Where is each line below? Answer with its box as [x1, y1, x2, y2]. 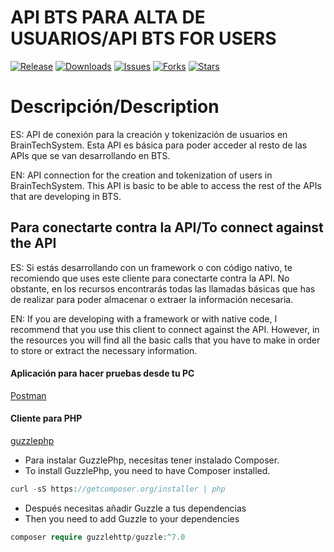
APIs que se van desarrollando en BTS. [10, 149, 171, 161]
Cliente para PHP [10, 412, 83, 425]
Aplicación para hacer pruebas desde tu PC [10, 367, 195, 380]
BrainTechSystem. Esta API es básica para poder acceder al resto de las [10, 139, 308, 151]
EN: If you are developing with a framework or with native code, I [10, 312, 278, 325]
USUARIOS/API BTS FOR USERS [10, 27, 277, 50]
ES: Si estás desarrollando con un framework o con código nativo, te [10, 261, 293, 273]
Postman [10, 389, 47, 401]
